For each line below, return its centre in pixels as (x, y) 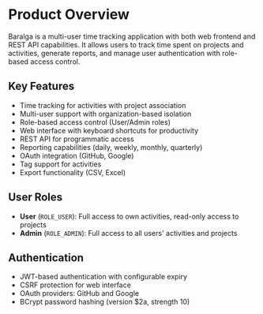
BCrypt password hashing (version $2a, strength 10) (105, 302)
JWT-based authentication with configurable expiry (103, 277)
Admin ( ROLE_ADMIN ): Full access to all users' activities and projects (128, 233)
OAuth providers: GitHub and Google (79, 293)
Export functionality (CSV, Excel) (73, 172)
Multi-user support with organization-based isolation (105, 114)
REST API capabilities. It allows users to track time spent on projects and (126, 44)
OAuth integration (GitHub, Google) (77, 155)
